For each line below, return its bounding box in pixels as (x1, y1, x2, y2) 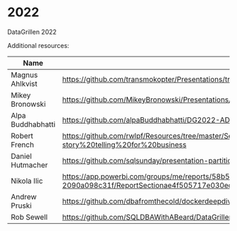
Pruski (11, 201, 32, 211)
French (11, 139, 35, 149)
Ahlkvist (11, 78, 37, 88)
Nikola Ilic (11, 176, 44, 186)
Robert (11, 131, 34, 141)
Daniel (11, 151, 32, 161)
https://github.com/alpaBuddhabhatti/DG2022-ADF (62, 114, 234, 124)
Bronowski (11, 99, 46, 109)
